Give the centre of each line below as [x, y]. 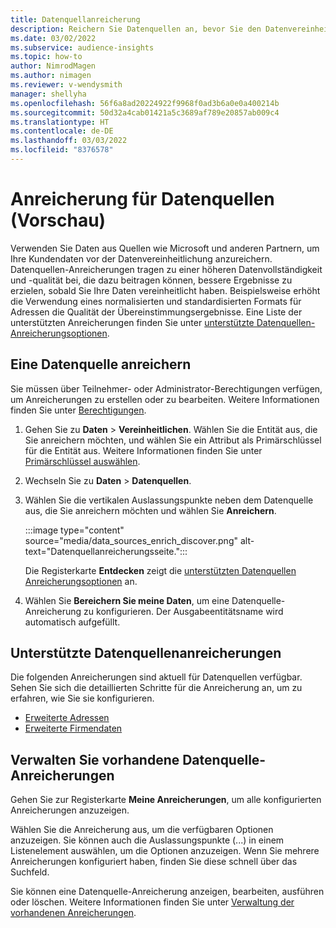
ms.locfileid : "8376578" [62, 150]
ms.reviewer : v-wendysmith [66, 85]
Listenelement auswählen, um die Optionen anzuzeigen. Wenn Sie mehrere [165, 851]
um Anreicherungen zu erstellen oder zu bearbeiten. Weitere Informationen [165, 399]
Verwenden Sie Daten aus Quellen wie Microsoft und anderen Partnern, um [165, 248]
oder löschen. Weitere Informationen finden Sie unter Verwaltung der [152, 902]
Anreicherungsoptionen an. [81, 581]
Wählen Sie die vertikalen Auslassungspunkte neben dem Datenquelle [169, 500]
